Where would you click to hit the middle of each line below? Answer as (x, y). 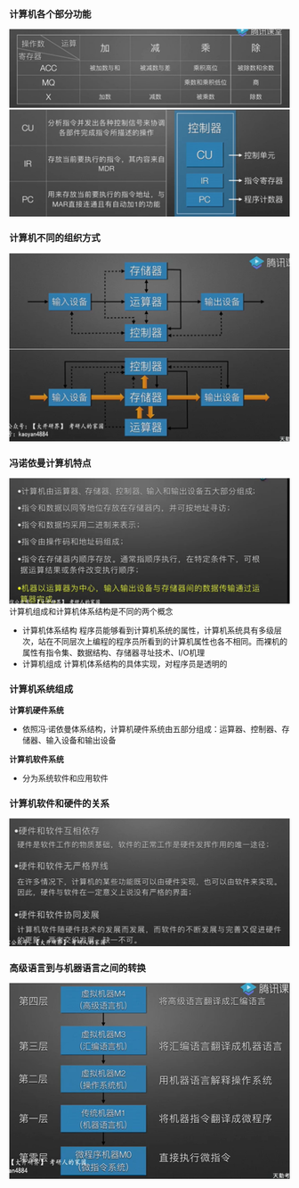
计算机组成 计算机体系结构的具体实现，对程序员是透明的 (125, 663)
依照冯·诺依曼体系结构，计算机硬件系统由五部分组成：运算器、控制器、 (152, 728)
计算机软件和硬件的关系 (59, 803)
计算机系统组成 (41, 689)
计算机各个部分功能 (50, 13)
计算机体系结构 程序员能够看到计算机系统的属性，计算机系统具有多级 (148, 630)
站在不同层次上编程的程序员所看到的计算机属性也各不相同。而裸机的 (162, 641)
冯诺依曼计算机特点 (50, 463)
